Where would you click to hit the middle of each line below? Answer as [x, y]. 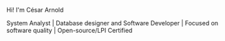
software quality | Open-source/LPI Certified [69, 30]
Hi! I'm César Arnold [35, 10]
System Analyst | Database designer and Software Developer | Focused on [112, 23]
